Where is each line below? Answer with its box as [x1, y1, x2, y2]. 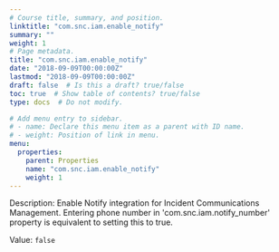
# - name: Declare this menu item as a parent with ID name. [9, 122, 245, 131]
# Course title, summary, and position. [9, 13, 165, 23]
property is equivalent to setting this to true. [9, 217, 174, 228]
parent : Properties [25, 156, 100, 165]
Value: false [9, 235, 56, 246]
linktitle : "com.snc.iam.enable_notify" [9, 22, 165, 31]
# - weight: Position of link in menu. [9, 131, 160, 141]
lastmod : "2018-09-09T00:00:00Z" [9, 73, 136, 82]
